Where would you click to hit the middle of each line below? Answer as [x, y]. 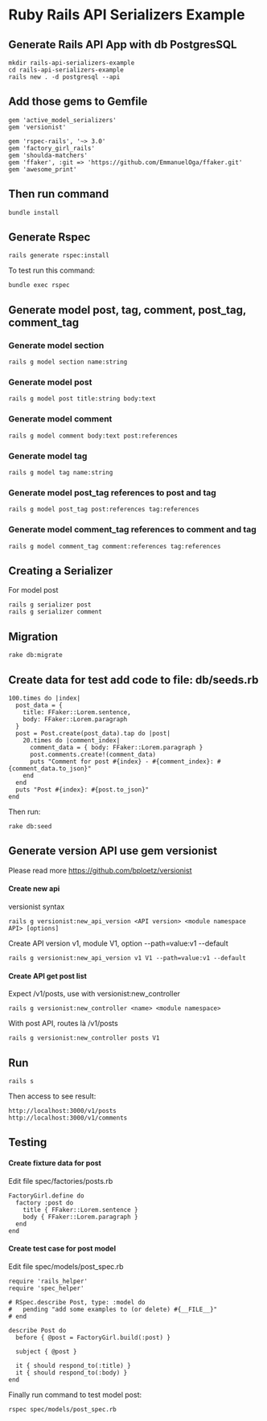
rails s [21, 1082]
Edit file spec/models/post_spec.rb [66, 1266]
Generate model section [56, 345]
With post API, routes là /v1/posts [63, 1024]
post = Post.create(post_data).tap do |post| [93, 733]
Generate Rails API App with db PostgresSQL [123, 45]
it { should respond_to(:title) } [73, 1366]
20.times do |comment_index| [72, 741]
